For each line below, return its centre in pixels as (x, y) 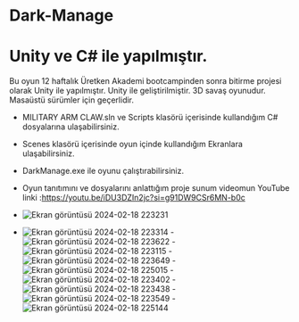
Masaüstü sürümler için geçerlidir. (72, 100)
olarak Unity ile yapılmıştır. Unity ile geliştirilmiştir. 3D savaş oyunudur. (137, 91)
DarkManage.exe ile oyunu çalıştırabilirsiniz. (103, 171)
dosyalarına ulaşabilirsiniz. (71, 127)
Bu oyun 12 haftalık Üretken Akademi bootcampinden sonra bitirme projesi (145, 81)
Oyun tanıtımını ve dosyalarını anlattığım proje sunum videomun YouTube (156, 188)
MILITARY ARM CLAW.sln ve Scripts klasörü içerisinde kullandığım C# (150, 118)
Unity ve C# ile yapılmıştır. (108, 57)
